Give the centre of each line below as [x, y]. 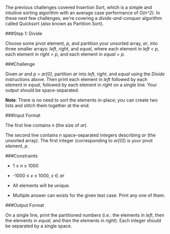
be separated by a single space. [39, 226]
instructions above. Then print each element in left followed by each [76, 79]
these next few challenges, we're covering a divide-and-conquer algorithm [84, 18]
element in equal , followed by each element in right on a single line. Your [81, 85]
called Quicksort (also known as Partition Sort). [55, 23]
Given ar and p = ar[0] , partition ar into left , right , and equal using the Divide [85, 74]
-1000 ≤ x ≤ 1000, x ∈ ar [38, 176]
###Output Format [25, 205]
